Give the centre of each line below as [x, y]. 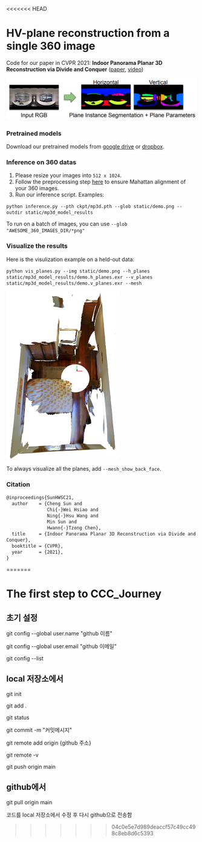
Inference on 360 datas [41, 162]
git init [14, 694]
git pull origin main [29, 802]
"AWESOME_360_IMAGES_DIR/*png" [46, 231]
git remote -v [23, 755]
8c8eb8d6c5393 [132, 833]
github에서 [26, 787]
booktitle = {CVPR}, [37, 546]
